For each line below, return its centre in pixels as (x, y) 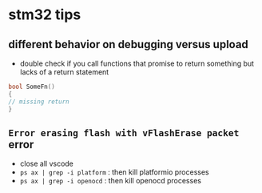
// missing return (39, 102)
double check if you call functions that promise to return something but (137, 63)
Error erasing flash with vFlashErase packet (124, 133)
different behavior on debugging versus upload (129, 44)
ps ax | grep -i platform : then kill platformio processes (114, 172)
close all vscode (47, 164)
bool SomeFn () (32, 86)
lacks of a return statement (64, 72)
